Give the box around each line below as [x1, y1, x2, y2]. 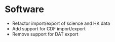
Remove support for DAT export [12, 31, 79, 37]
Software [5, 4, 44, 15]
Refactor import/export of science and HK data [12, 20, 110, 26]
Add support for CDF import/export [12, 25, 86, 31]
